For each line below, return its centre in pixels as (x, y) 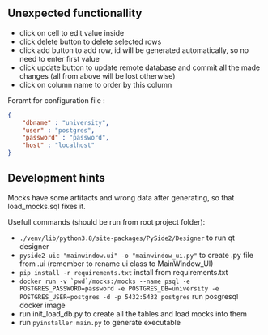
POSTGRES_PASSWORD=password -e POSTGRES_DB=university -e (119, 288)
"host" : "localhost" (58, 145)
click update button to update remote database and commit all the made (140, 67)
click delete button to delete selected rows (90, 41)
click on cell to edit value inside (72, 32)
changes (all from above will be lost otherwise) (97, 75)
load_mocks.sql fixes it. (47, 206)
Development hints (57, 178)
